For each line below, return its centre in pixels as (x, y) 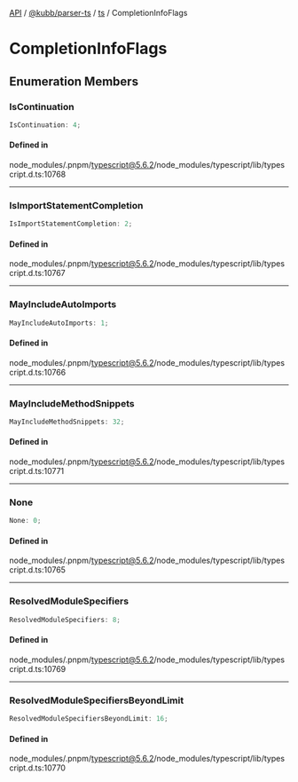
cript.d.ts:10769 (38, 668)
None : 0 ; (25, 521)
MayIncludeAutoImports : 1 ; (59, 323)
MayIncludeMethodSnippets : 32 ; (67, 422)
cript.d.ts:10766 (38, 372)
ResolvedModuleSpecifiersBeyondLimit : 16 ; (89, 719)
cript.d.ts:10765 (38, 570)
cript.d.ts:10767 (38, 273)
